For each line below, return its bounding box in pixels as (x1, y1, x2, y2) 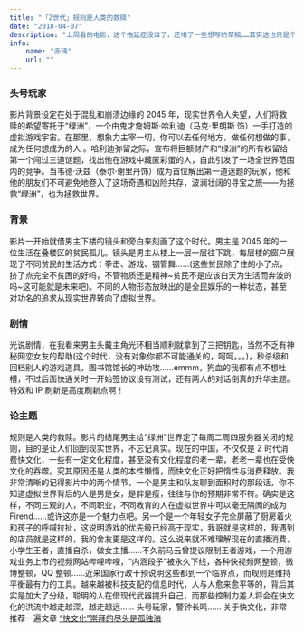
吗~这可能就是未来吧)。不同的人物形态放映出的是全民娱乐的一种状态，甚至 (9, 281, 288, 292)
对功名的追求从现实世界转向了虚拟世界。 (9, 292, 160, 303)
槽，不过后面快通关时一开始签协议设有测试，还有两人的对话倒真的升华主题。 (9, 373, 295, 384)
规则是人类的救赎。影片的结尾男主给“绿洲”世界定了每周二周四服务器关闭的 (9, 432, 287, 443)
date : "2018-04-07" (9, 22, 83, 31)
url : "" (25, 55, 54, 64)
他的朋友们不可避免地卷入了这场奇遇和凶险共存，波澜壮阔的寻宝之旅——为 (9, 177, 287, 188)
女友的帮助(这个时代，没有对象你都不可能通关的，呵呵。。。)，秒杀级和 (33, 350, 290, 361)
